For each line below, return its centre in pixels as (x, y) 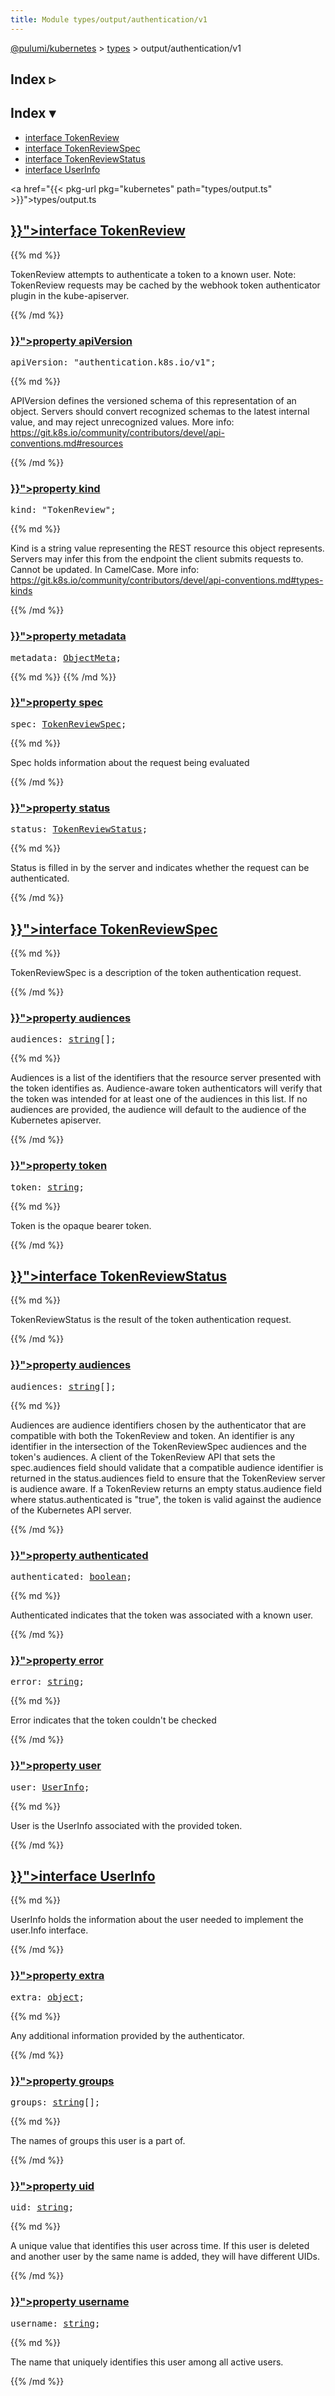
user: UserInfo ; (50, 1787)
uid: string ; (42, 2207)
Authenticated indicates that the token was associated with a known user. (162, 1615)
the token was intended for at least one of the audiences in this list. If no (159, 1099)
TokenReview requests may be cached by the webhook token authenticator (165, 285)
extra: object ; (47, 1997)
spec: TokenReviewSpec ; (68, 724)
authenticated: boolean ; (71, 1576)
